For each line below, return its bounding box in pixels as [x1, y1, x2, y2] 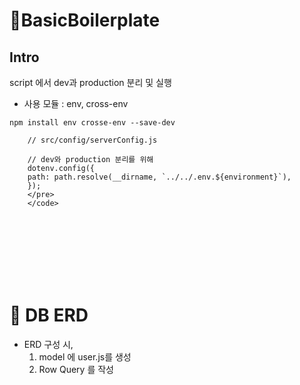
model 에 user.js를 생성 [38, 350, 132, 363]
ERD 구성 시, [23, 338, 74, 350]
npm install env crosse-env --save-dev [9, 118, 176, 128]
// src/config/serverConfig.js [27, 135, 158, 145]
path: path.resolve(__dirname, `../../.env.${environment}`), [27, 172, 292, 182]
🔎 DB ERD [9, 304, 89, 327]
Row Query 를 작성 [38, 363, 114, 375]
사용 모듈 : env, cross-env [23, 98, 129, 109]
